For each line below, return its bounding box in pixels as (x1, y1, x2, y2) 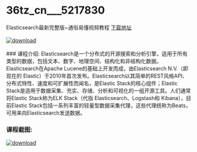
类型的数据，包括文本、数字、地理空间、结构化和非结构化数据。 (6, 57, 162, 64)
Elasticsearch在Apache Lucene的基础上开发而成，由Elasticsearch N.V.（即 (6, 64, 189, 72)
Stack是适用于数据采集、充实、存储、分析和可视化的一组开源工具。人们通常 (6, 87, 191, 94)
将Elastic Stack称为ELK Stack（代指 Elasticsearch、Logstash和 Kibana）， (6, 94, 186, 101)
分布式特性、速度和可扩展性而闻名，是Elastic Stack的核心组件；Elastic (6, 79, 178, 86)
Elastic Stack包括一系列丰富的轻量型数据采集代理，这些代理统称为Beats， (11, 102, 191, 109)
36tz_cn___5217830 (6, 4, 105, 17)
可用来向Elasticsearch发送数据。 (6, 109, 86, 116)
